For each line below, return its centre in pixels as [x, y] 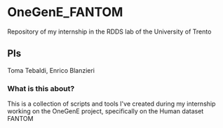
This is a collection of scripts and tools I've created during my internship [111, 104]
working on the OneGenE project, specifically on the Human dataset [106, 111]
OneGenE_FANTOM [65, 12]
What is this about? [41, 88]
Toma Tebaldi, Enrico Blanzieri [51, 70]
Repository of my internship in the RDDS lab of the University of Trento [109, 31]
